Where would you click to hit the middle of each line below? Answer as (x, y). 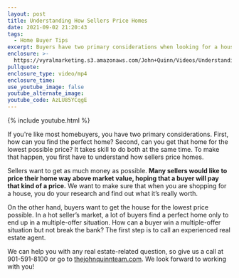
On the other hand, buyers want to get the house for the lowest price (108, 207)
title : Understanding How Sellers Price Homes (78, 21)
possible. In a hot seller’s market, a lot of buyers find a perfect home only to (118, 215)
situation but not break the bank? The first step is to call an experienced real (119, 230)
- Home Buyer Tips (41, 41)
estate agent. (27, 237)
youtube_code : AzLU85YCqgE (47, 101)
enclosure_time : (31, 80)
